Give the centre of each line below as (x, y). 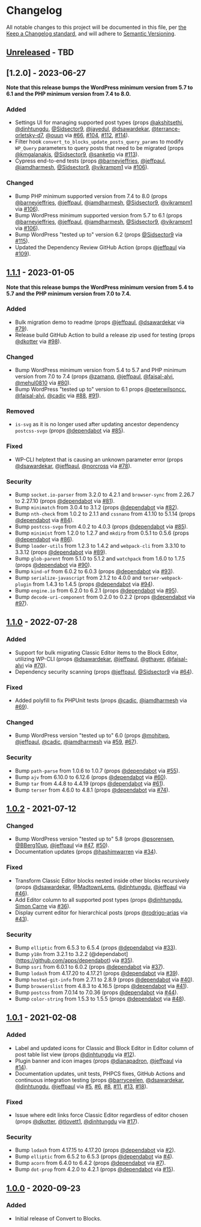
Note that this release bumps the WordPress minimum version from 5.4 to (100, 287)
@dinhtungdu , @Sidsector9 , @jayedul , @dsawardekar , (82, 129)
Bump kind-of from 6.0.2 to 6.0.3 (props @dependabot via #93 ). (94, 571)
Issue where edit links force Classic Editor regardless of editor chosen (101, 1115)
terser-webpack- (163, 579)
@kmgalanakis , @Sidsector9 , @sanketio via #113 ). (77, 155)
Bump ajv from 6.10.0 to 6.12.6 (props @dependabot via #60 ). (91, 777)
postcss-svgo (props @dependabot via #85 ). (70, 430)
